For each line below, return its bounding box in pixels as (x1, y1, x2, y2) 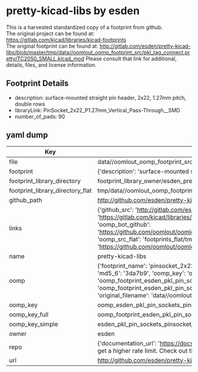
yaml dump (6, 130, 48, 140)
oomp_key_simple (9, 320, 58, 328)
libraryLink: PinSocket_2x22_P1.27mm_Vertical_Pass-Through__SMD (14, 106, 180, 113)
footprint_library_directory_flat (9, 186, 92, 194)
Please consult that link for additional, (85, 55, 177, 62)
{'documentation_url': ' (97, 339, 160, 347)
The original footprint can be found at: (6, 43, 98, 50)
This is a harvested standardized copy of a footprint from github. (6, 24, 163, 31)
